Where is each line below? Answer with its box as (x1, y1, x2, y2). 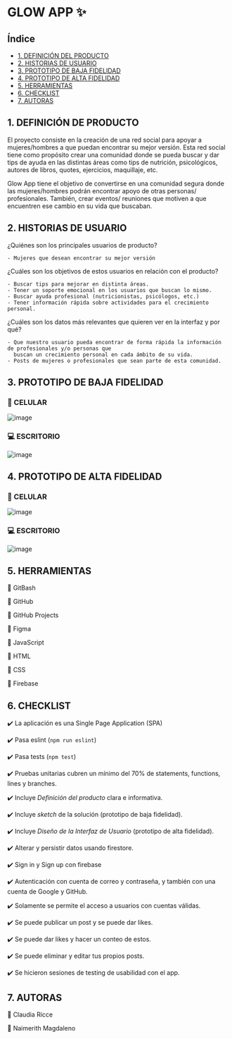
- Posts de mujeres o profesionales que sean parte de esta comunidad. (7, 357, 221, 364)
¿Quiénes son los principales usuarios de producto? (7, 241, 157, 249)
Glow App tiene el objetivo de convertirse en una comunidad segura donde (7, 179, 225, 188)
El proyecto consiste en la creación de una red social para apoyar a (7, 135, 202, 144)
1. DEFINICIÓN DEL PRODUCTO (17, 51, 109, 60)
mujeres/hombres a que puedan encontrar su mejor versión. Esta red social (7, 142, 226, 152)
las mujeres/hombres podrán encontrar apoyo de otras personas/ (7, 186, 197, 195)
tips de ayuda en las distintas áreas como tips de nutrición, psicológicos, (7, 158, 218, 166)
